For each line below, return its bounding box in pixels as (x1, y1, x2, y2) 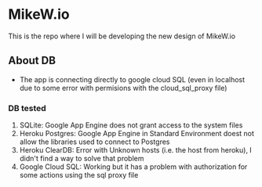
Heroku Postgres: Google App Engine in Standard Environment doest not (19, 129, 255, 138)
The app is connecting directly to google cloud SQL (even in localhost (19, 74, 246, 84)
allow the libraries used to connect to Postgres (19, 137, 170, 146)
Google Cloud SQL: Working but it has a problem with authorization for (19, 162, 248, 171)
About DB (8, 54, 56, 67)
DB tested (8, 102, 47, 113)
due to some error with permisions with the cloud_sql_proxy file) (19, 83, 227, 92)
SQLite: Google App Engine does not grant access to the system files (19, 120, 243, 130)
